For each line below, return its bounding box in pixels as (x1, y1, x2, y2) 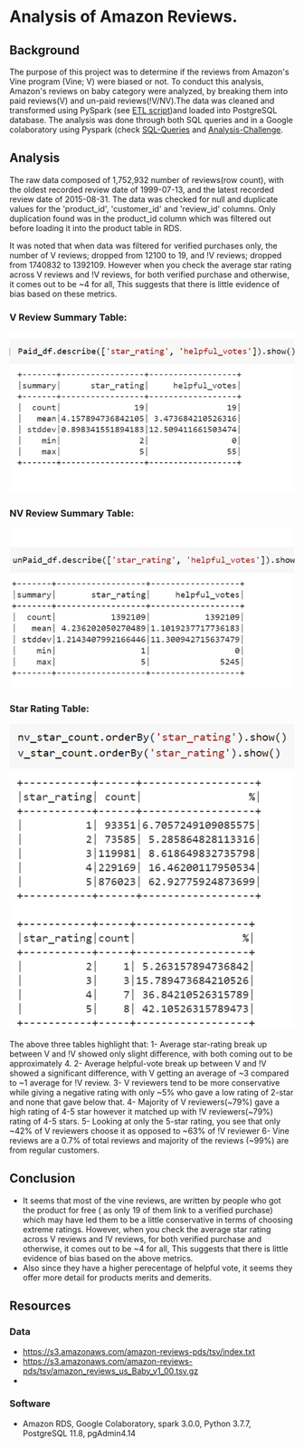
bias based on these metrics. (9, 288, 118, 299)
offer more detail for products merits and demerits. (22, 1271, 213, 1283)
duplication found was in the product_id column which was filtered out (9, 213, 271, 224)
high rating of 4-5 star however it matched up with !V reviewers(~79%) (9, 1106, 274, 1116)
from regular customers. (9, 1144, 100, 1155)
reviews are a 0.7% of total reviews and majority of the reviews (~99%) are (9, 1135, 290, 1145)
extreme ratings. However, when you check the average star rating (22, 1223, 271, 1234)
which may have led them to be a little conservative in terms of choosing (22, 1214, 293, 1225)
